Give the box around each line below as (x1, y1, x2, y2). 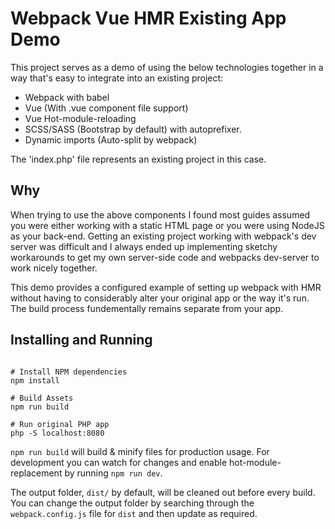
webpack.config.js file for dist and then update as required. (10, 507, 258, 519)
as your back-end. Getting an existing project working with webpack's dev (10, 230, 317, 242)
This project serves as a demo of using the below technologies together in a (10, 61, 324, 73)
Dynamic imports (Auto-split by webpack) (24, 133, 198, 146)
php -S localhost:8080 (10, 428, 105, 438)
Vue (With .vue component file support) (24, 102, 189, 114)
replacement (10, 467, 63, 479)
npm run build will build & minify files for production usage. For (10, 445, 270, 457)
